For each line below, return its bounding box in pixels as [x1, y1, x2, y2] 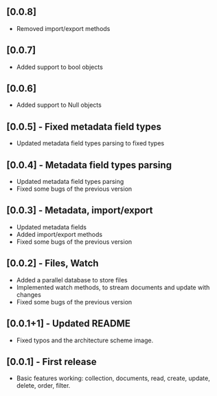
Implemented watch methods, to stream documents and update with [16, 283, 210, 291]
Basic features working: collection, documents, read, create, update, [16, 374, 210, 382]
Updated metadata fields [16, 222, 87, 231]
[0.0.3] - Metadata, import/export [6, 205, 153, 216]
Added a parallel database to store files [16, 275, 128, 284]
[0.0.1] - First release [6, 355, 97, 368]
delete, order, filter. [16, 382, 71, 390]
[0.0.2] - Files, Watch [6, 258, 99, 269]
